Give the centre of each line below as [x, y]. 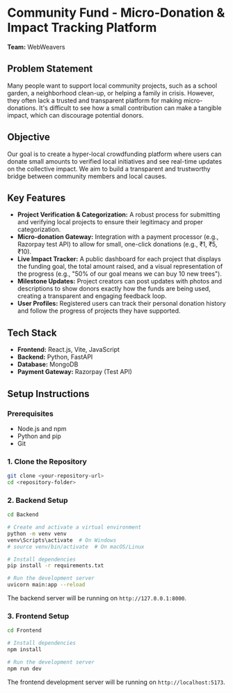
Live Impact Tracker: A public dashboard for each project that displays [119, 259]
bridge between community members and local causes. [87, 176]
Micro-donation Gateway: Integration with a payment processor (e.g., [118, 237]
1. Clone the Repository [47, 461]
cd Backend [23, 515]
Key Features [37, 197]
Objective [29, 137]
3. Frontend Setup [38, 616]
